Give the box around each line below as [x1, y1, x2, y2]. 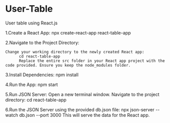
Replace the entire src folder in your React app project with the [18, 58, 165, 64]
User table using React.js [5, 20, 58, 26]
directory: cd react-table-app [5, 97, 67, 103]
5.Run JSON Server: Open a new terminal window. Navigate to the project [5, 91, 160, 97]
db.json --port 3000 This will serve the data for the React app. [19, 112, 150, 118]
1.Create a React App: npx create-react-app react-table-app [5, 29, 131, 36]
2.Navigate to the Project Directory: [5, 39, 80, 46]
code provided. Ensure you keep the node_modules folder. [5, 63, 131, 68]
